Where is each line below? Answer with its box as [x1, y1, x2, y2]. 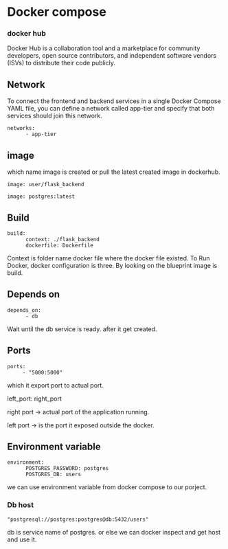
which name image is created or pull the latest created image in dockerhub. [7, 168, 221, 176]
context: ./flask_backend [25, 236, 100, 243]
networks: [7, 125, 36, 132]
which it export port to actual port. [7, 381, 104, 389]
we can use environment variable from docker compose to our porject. [7, 483, 207, 491]
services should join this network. [7, 111, 103, 120]
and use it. [7, 535, 37, 544]
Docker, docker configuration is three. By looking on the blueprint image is [7, 261, 218, 269]
